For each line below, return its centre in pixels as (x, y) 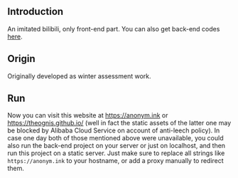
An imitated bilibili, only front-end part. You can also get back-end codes (114, 28)
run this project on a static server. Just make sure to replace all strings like (116, 153)
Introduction (36, 12)
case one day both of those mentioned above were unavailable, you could (115, 138)
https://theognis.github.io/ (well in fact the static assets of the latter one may (119, 123)
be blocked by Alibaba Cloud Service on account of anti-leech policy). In (114, 130)
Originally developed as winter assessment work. (79, 76)
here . (15, 36)
